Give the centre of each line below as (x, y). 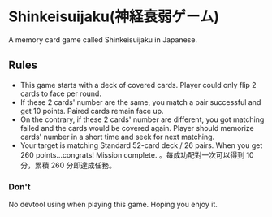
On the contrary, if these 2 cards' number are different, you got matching (142, 119)
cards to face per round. (60, 93)
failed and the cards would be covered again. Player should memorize (137, 128)
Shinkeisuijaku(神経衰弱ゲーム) (114, 17)
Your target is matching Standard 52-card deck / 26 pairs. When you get (141, 145)
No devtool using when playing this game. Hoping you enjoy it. (113, 205)
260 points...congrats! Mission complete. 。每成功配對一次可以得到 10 (137, 154)
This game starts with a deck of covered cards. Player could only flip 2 (138, 85)
